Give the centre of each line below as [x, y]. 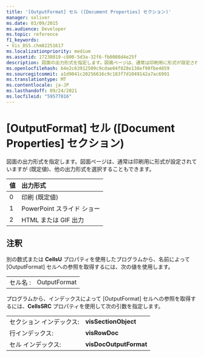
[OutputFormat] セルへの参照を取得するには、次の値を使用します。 [90, 267]
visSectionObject [111, 321]
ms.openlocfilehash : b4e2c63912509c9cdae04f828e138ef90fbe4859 [88, 68]
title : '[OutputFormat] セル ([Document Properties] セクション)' [89, 12]
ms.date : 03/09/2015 [32, 23]
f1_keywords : [23, 40]
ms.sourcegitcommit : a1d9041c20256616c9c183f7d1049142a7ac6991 [88, 74]
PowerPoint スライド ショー [61, 209]
